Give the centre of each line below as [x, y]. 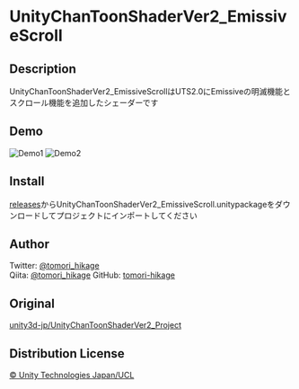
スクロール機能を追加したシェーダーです [84, 102]
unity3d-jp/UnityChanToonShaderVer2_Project [96, 325]
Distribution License [67, 354]
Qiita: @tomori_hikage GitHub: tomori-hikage [92, 275]
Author [29, 244]
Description [43, 69]
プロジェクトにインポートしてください [127, 215]
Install [27, 181]
